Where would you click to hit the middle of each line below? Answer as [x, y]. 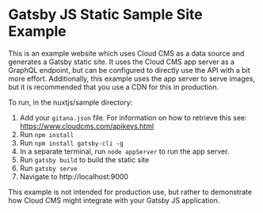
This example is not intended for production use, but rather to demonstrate [130, 192]
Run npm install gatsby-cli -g [72, 143]
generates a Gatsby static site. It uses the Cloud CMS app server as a [122, 62]
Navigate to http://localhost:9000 [74, 177]
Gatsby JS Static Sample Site [106, 15]
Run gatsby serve [48, 168]
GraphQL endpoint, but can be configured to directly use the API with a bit [130, 70]
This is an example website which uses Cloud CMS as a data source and [126, 53]
